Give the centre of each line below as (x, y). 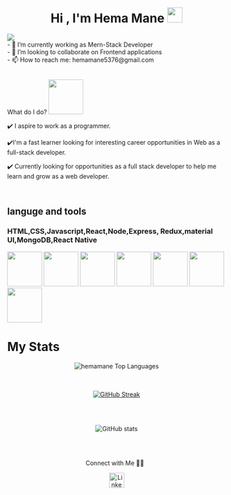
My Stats (34, 347)
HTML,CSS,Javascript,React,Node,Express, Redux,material (110, 232)
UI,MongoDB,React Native (52, 240)
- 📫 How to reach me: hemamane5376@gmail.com (81, 60)
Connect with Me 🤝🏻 (115, 463)
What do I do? (27, 112)
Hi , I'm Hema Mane (108, 18)
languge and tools (47, 212)
